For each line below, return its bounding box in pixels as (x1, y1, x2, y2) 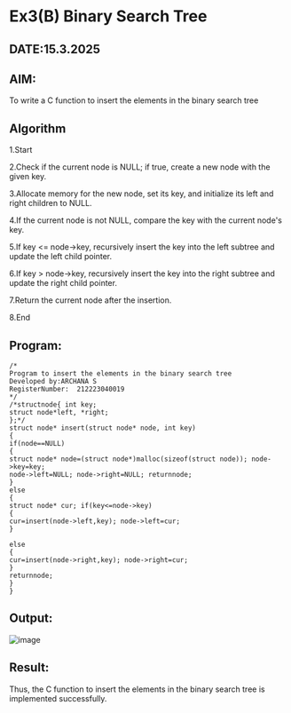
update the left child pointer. (9, 251, 113, 262)
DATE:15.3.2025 (9, 42, 100, 57)
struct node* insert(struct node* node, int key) (9, 424, 197, 432)
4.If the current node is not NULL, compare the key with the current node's (9, 215, 282, 226)
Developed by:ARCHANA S (9, 377, 98, 386)
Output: (9, 611, 53, 626)
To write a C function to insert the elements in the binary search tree (9, 95, 259, 106)
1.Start (9, 145, 33, 155)
